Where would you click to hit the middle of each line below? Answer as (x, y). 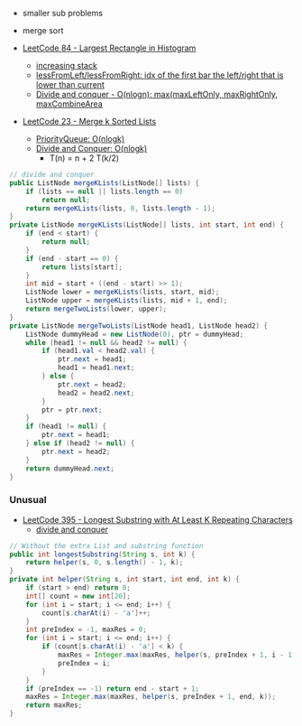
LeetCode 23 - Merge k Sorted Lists (89, 121)
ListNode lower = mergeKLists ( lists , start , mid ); (123, 293)
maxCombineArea (69, 104)
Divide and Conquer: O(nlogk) (92, 149)
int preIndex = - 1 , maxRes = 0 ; (86, 630)
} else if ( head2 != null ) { (80, 443)
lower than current (70, 84)
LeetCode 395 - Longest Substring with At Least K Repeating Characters (157, 519)
